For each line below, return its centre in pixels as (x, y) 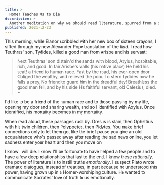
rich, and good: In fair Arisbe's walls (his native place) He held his (83, 67)
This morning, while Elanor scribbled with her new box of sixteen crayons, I (81, 41)
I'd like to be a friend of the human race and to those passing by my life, (77, 102)
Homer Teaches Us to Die (35, 14)
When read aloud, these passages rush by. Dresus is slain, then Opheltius (79, 122)
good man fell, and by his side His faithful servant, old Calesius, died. (86, 87)
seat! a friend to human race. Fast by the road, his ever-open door (83, 72)
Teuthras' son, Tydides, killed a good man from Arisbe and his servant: (76, 52)
